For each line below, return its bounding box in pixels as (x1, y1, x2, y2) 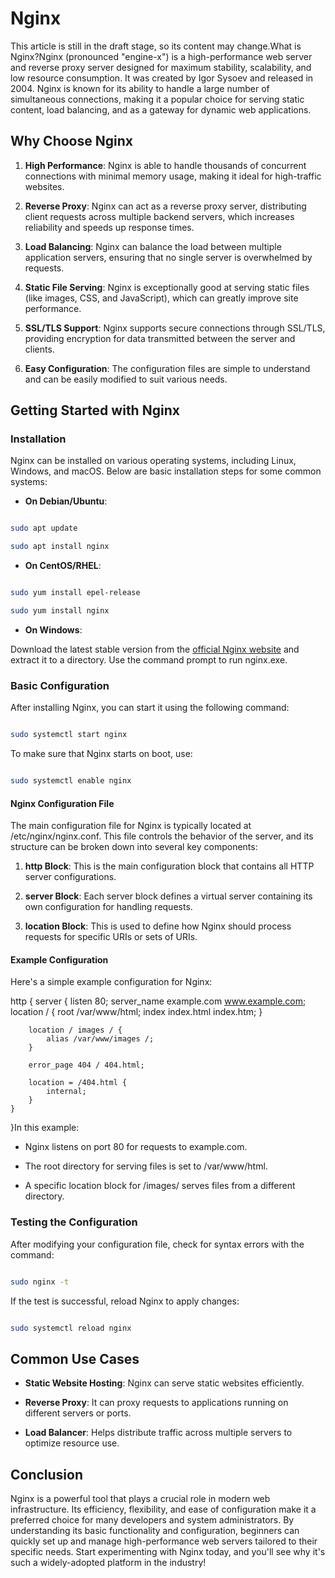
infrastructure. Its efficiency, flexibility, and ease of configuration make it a (10, 1503, 317, 1516)
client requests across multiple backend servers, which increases (24, 210, 295, 222)
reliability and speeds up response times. (24, 221, 195, 233)
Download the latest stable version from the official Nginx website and (10, 643, 300, 655)
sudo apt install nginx (10, 542, 110, 552)
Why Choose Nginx (10, 133, 133, 150)
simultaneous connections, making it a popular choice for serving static (10, 93, 305, 105)
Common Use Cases (10, 1350, 140, 1367)
